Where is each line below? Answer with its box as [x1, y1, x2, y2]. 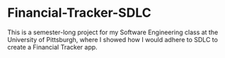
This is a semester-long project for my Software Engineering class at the [7, 28, 219, 36]
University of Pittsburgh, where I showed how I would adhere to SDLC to [7, 35, 218, 43]
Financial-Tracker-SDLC [7, 5, 151, 21]
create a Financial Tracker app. [7, 43, 98, 51]
